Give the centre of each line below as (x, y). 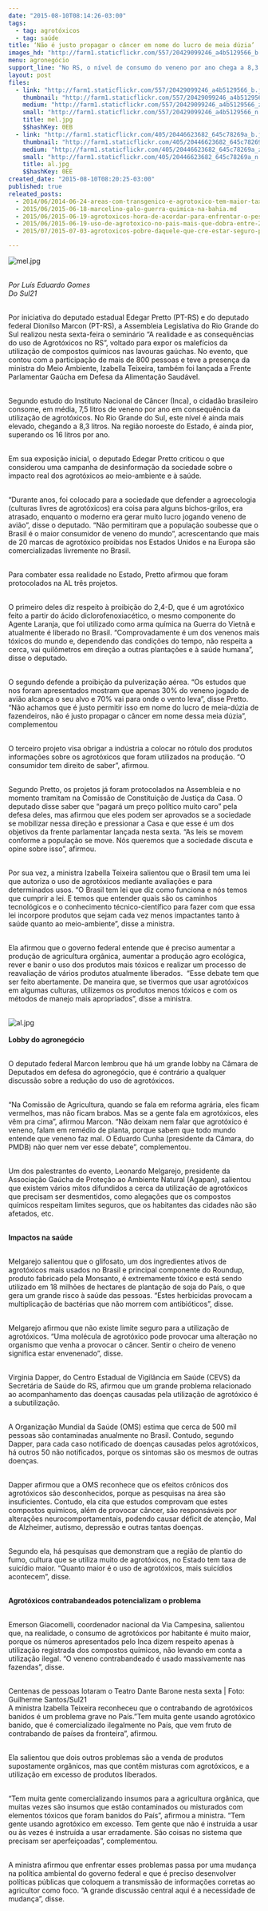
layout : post (30, 75)
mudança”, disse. (37, 1899)
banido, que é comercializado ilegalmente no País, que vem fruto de (120, 1725)
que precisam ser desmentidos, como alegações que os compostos (120, 1196)
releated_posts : (35, 194)
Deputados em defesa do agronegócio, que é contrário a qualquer (117, 1072)
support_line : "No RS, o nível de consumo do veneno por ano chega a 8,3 (134, 68)
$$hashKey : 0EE (48, 172)
